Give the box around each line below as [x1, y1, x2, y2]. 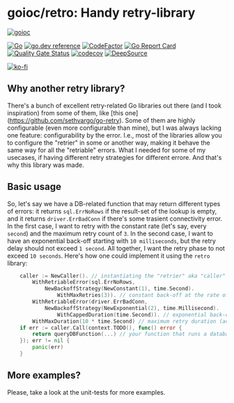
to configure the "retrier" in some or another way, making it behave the [7, 138, 210, 147]
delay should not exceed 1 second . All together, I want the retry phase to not [7, 244, 225, 252]
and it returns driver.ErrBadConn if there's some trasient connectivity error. [7, 214, 223, 223]
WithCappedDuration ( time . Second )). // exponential [56, 311, 208, 318]
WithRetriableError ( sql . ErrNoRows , [32, 279, 136, 286]
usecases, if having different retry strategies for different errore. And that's [7, 153, 222, 161]
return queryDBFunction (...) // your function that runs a [32, 330, 208, 338]
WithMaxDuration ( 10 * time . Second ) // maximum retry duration [32, 318, 217, 325]
